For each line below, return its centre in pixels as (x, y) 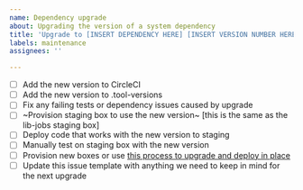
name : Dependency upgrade (58, 18)
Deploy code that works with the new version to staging (126, 135)
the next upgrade (55, 176)
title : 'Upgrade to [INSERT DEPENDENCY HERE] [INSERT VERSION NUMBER (143, 34)
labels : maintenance (48, 43)
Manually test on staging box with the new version (116, 145)
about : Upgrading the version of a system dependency (113, 26)
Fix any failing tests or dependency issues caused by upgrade (138, 105)
